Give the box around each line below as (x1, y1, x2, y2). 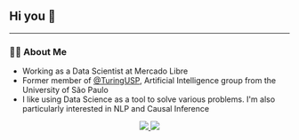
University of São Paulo (21, 85, 109, 96)
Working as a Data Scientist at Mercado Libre (21, 66, 189, 76)
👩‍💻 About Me (9, 45, 67, 58)
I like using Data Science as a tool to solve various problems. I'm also (21, 94, 276, 105)
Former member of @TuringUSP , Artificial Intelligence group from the (21, 75, 277, 86)
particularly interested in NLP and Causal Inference (21, 104, 210, 114)
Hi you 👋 (9, 9, 56, 24)
